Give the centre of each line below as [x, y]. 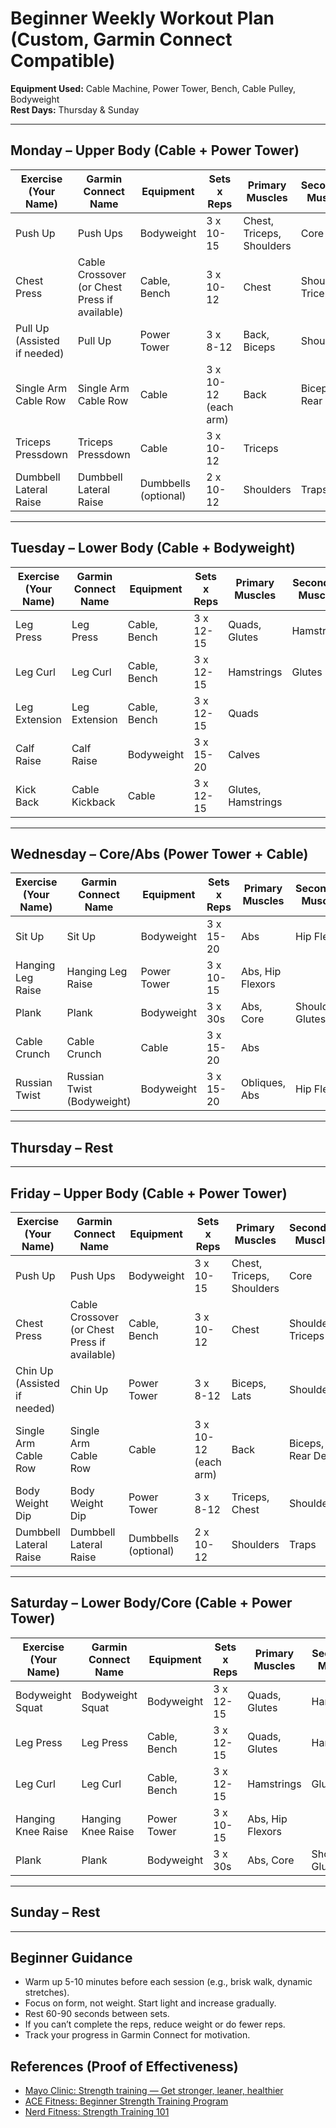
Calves [244, 754]
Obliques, [263, 1083]
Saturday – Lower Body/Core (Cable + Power [151, 1603]
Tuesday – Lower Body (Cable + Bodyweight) [153, 548]
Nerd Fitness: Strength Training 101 [97, 2112]
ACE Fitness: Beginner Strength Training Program [126, 2101]
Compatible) [63, 61]
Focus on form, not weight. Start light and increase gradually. [150, 2003]
